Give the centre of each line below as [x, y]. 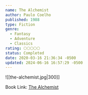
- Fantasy [20, 34]
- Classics [21, 44]
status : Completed [25, 53]
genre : [12, 29]
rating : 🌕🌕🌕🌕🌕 [23, 48]
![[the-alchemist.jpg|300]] [33, 77]
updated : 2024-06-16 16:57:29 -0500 [44, 63]
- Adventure [23, 39]
